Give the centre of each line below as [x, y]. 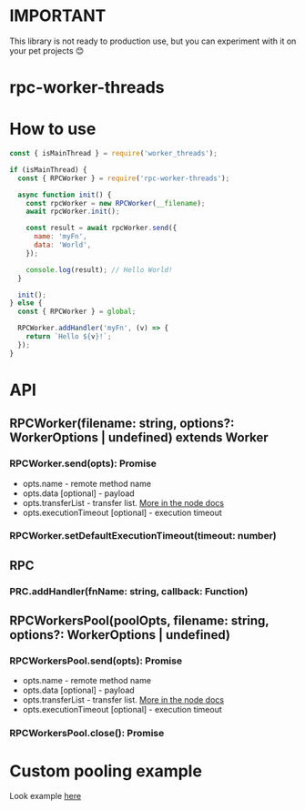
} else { [26, 303]
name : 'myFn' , [61, 237]
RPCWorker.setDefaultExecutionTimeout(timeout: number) [143, 536]
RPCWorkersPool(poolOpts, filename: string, [139, 621]
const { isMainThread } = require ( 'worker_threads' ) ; [114, 154]
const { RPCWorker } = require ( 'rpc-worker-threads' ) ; [124, 178]
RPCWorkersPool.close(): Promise [87, 734]
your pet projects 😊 [47, 50]
